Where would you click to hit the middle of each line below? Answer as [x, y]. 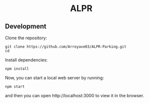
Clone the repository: [26, 38]
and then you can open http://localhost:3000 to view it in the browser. [74, 96]
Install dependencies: [26, 60]
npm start [15, 87]
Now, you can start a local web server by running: [54, 78]
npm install [17, 69]
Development [26, 26]
